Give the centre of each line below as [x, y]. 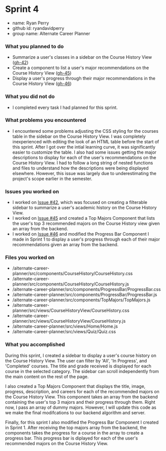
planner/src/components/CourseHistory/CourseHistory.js [71, 284]
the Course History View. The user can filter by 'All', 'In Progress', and [76, 361]
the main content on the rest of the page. [47, 376]
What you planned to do [34, 46]
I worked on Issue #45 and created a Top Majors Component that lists [83, 218]
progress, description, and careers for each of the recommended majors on [82, 391]
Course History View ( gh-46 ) [42, 84]
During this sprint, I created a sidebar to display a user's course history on [81, 355]
